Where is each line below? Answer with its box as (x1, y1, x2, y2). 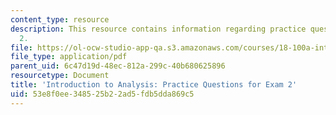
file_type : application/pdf (10, 52, 128, 62)
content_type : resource (10, 14, 110, 25)
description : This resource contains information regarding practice (10, 24, 307, 34)
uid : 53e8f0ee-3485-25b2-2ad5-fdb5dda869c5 (10, 89, 195, 99)
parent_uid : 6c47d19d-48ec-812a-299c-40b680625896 (10, 61, 226, 71)
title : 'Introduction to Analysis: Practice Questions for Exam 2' (10, 80, 298, 90)
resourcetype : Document (10, 71, 110, 81)
